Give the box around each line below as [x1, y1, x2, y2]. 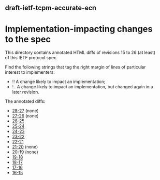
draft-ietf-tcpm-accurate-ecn [5, 4, 97, 12]
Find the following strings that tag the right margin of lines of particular [5, 64, 146, 70]
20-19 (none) [12, 149, 39, 155]
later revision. [12, 89, 40, 95]
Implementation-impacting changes [5, 23, 153, 34]
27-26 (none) [12, 113, 39, 119]
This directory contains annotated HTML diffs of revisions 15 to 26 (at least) [5, 49, 156, 55]
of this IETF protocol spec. [5, 55, 58, 61]
